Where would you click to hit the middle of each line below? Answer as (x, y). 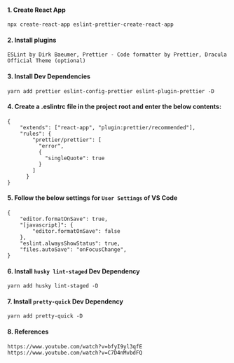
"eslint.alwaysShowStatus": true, (70, 244)
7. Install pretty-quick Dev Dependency (66, 301)
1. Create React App (36, 10)
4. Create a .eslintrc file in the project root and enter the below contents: (115, 107)
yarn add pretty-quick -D (45, 316)
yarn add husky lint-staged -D (53, 286)
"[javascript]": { (47, 225)
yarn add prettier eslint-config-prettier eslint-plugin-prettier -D (111, 91)
